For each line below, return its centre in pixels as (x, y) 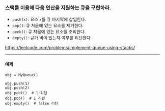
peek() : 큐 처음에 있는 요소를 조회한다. (49, 32)
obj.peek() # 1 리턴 (26, 93)
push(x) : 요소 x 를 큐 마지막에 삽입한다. (49, 19)
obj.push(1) (17, 83)
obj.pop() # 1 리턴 (25, 98)
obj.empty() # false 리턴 (32, 103)
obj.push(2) (17, 88)
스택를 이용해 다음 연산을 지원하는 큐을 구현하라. (58, 7)
